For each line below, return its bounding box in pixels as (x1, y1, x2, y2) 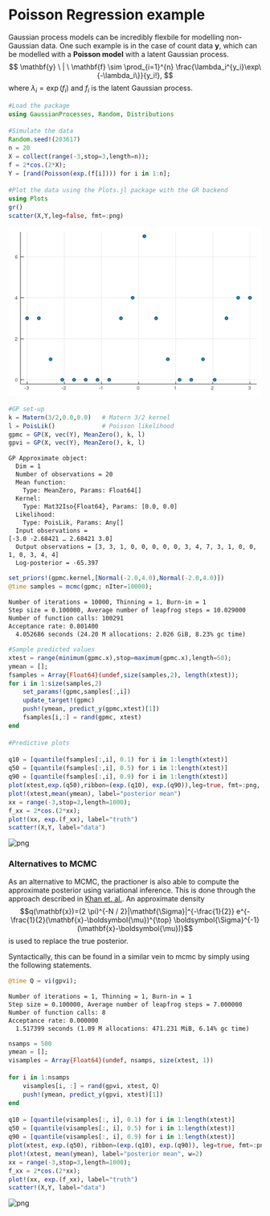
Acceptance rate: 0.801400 (8, 622, 99, 631)
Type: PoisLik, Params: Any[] (22, 519, 125, 527)
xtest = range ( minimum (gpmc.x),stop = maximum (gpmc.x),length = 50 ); (8, 653, 231, 662)
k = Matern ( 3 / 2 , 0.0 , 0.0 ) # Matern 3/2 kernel (8, 413, 171, 422)
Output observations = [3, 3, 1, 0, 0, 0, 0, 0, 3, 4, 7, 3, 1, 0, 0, (15, 543, 257, 551)
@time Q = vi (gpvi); (8, 976, 78, 985)
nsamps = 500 (8, 1040, 52, 1048)
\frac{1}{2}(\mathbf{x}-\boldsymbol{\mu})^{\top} (10, 915, 173, 925)
